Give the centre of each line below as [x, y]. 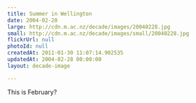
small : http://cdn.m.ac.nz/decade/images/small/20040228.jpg [98, 33]
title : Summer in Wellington [50, 14]
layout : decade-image [39, 66]
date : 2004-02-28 [33, 20]
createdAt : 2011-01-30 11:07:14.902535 [65, 53]
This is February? [32, 92]
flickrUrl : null [31, 40]
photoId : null [28, 46]
